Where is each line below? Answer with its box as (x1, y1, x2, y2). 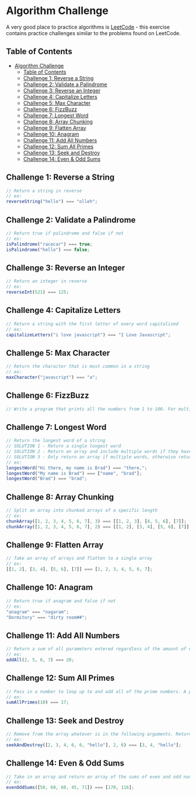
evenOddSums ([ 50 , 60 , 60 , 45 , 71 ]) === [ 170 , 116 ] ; (6, 785, 135, 791)
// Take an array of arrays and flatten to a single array (6, 556, 153, 561)
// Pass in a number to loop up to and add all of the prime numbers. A (6, 688, 187, 694)
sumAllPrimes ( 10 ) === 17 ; (6, 699, 69, 705)
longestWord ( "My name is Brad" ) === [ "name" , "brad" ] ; (6, 470, 142, 476)
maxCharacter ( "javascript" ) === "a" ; (6, 374, 98, 380)
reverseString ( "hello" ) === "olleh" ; (6, 199, 98, 205)
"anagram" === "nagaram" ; (6, 609, 69, 615)
